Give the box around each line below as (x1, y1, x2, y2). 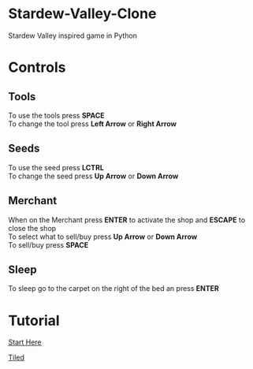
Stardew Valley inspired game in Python (8, 31, 138, 40)
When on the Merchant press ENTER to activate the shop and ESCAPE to (8, 214, 246, 225)
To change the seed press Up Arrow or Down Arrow (8, 171, 179, 181)
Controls (8, 58, 66, 76)
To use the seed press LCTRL (8, 162, 105, 172)
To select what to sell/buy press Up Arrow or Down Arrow (8, 232, 198, 241)
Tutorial (8, 311, 61, 330)
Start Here (8, 337, 42, 347)
